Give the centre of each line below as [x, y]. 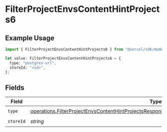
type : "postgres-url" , [33, 63]
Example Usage [30, 38]
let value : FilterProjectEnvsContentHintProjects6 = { [63, 58]
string [37, 121]
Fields [15, 88]
